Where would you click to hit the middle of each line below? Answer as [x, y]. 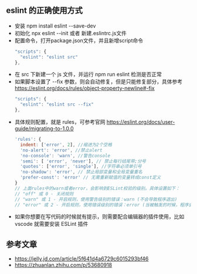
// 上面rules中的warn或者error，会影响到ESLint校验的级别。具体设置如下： [97, 188]
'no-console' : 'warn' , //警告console [65, 155]
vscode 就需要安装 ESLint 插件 [51, 224]
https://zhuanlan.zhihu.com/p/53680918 [63, 265]
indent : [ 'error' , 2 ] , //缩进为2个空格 [66, 145]
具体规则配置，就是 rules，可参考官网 [60, 122]
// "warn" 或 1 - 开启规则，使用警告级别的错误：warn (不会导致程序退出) [96, 199]
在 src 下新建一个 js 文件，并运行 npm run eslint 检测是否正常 [88, 75]
